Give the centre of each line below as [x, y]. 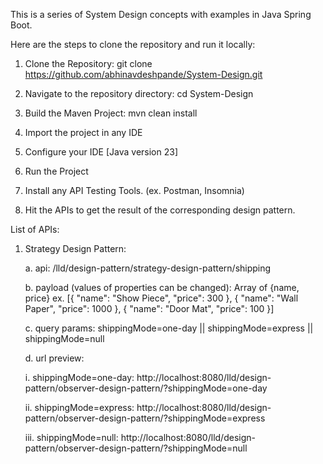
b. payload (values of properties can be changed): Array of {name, [162, 287]
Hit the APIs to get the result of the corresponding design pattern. [160, 210]
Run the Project [56, 171]
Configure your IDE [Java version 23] [101, 152]
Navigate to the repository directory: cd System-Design [139, 93]
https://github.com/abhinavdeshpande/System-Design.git [143, 74]
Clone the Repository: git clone [88, 63]
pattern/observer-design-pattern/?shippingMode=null [136, 448]
